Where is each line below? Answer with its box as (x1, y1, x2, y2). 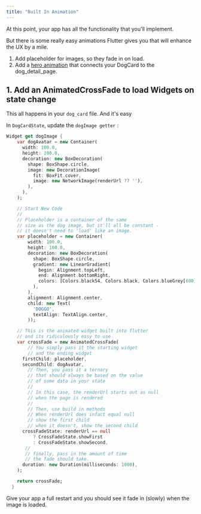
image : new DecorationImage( (28, 167, 100, 173)
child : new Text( (28, 300, 71, 306)
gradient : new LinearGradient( (32, 261, 111, 267)
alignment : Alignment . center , (28, 294, 103, 300)
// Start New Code (17, 205, 63, 212)
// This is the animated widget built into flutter (17, 328, 148, 334)
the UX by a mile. (6, 43, 49, 50)
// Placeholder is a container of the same (17, 217, 127, 223)
